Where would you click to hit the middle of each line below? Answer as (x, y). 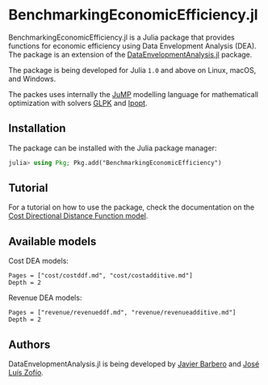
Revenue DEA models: (45, 298)
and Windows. (32, 78)
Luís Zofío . (26, 373)
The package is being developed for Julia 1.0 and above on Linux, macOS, (132, 70)
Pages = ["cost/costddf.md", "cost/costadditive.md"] (101, 276)
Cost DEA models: (38, 261)
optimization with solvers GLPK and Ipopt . (78, 103)
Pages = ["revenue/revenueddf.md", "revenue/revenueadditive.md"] (122, 313)
